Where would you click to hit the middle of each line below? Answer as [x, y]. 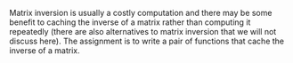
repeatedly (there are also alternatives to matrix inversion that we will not [143, 31]
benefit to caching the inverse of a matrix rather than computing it [130, 22]
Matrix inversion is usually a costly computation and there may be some [141, 13]
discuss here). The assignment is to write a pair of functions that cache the [147, 41]
